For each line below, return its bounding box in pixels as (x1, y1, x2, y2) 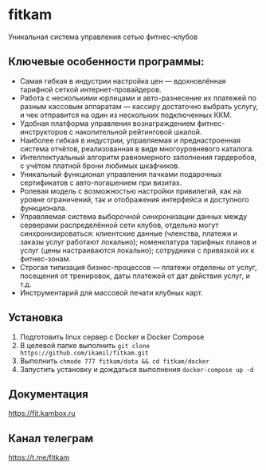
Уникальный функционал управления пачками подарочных (19, 169, 222, 178)
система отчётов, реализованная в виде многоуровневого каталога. (19, 143, 254, 153)
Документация (8, 387, 89, 401)
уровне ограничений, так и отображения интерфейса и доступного (19, 194, 249, 204)
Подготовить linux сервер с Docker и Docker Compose (19, 332, 205, 342)
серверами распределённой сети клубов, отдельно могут (19, 220, 219, 229)
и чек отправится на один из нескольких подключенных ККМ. (19, 110, 233, 119)
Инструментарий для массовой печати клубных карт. (19, 288, 203, 297)
